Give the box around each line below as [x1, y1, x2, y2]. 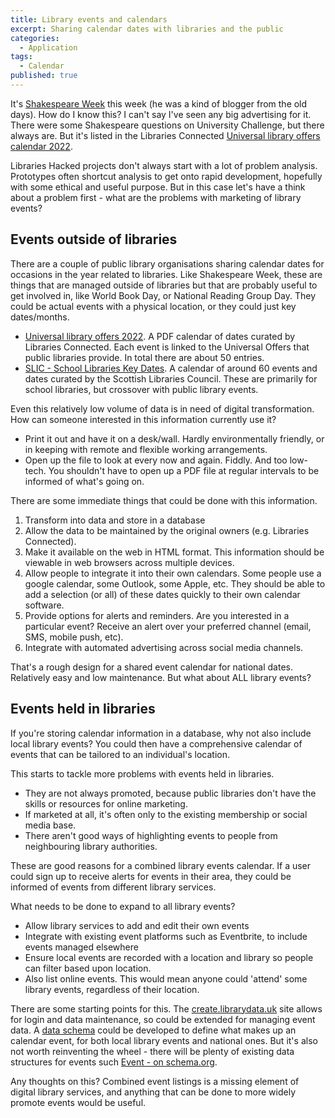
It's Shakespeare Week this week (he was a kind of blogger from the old [10, 97, 308, 110]
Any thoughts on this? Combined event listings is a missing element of [10, 1075, 300, 1087]
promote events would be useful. [10, 1096, 147, 1108]
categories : [10, 33, 60, 43]
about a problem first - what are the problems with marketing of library [10, 191, 302, 203]
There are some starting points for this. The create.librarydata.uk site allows [10, 1002, 323, 1015]
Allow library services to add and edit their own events [24, 919, 250, 931]
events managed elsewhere [24, 941, 139, 953]
